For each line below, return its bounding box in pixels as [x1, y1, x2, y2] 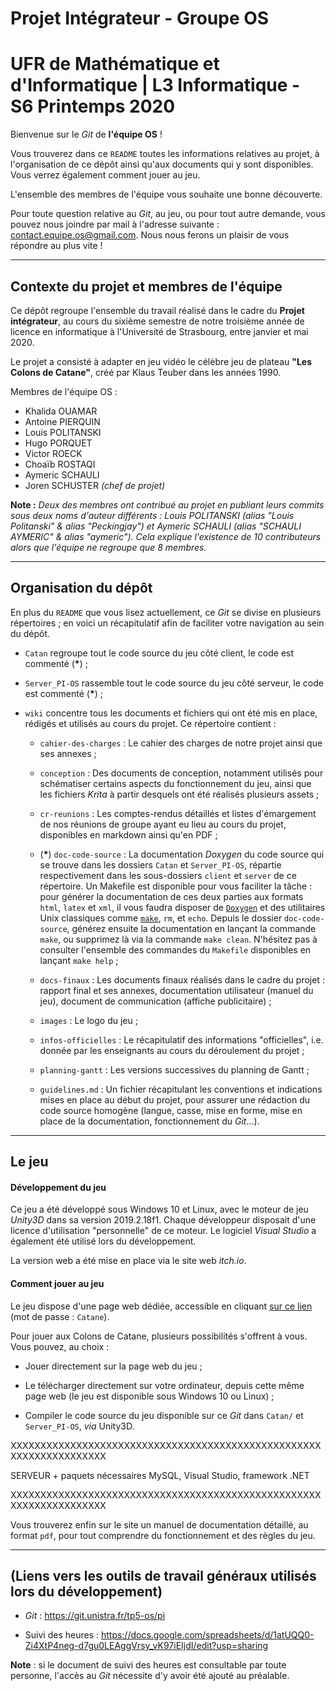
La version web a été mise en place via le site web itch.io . [10, 1255, 247, 1267]
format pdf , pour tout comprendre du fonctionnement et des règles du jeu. [10, 1529, 316, 1541]
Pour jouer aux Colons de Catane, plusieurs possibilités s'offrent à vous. [10, 1330, 308, 1342]
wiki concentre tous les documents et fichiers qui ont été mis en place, [24, 707, 318, 719]
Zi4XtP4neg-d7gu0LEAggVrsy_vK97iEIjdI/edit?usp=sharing [24, 1640, 269, 1652]
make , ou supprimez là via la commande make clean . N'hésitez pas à [39, 933, 318, 945]
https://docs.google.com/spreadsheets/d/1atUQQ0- [100, 1629, 315, 1641]
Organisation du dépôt [10, 580, 153, 597]
